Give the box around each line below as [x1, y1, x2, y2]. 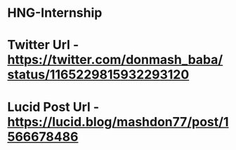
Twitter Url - [7, 37, 79, 53]
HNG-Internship [7, 5, 103, 21]
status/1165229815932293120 [7, 67, 190, 83]
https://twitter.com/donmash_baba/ [7, 52, 223, 68]
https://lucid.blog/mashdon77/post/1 [7, 114, 229, 130]
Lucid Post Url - [7, 99, 100, 115]
